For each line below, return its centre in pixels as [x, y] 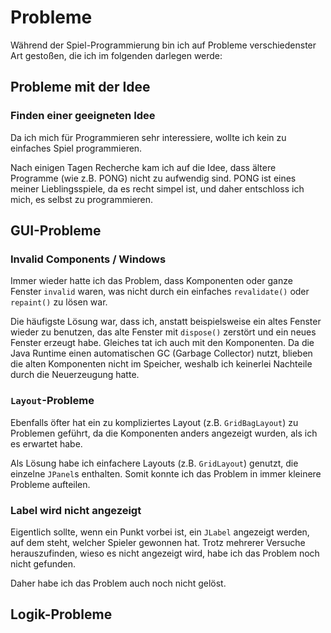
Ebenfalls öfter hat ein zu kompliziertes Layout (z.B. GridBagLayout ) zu [154, 422]
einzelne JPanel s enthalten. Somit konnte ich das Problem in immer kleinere [166, 473]
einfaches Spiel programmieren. [76, 148]
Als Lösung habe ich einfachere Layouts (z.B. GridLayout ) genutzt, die [154, 463]
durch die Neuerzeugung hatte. [75, 375]
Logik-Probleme [61, 614]
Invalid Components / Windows [88, 259]
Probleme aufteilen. [50, 484]
